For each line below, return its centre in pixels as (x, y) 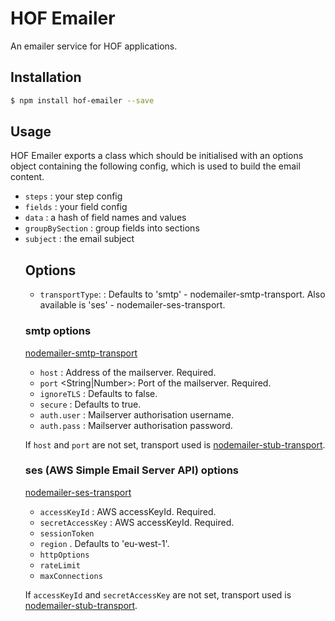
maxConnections (71, 576)
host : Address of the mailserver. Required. (128, 372)
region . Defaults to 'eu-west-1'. (104, 543)
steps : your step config (73, 196)
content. (27, 177)
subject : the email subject (79, 239)
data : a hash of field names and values (105, 218)
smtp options (58, 331)
